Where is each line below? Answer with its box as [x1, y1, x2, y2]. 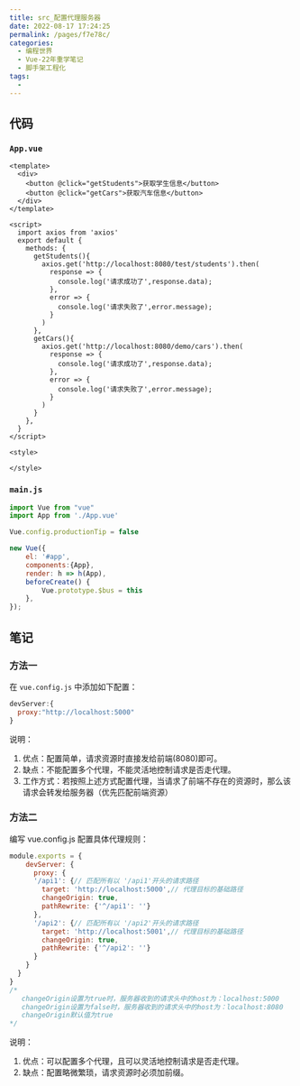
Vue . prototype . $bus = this [41, 585, 143, 595]
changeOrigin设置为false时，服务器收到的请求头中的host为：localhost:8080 [21, 1002, 284, 1011]
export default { [17, 236, 83, 245]
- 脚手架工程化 [17, 64, 67, 73]
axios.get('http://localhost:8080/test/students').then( [41, 260, 259, 269]
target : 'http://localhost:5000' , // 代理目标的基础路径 [41, 885, 243, 894]
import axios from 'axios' [17, 228, 119, 237]
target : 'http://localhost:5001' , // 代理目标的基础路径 [41, 926, 243, 936]
